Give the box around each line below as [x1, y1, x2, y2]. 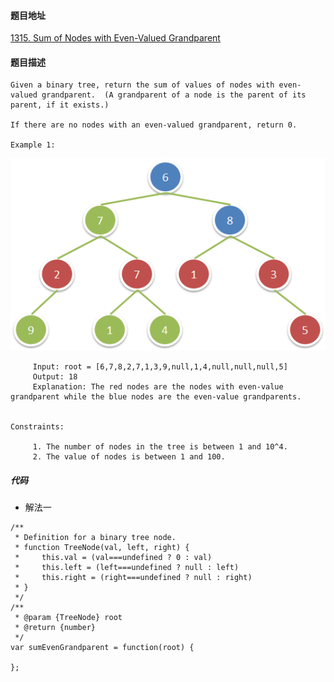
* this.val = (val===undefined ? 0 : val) [14, 553, 213, 563]
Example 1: [10, 140, 56, 150]
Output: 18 [32, 372, 78, 382]
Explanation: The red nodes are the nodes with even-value [32, 382, 284, 392]
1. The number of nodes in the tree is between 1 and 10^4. [32, 442, 288, 452]
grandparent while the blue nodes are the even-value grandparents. [10, 392, 302, 402]
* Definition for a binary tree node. [14, 533, 177, 543]
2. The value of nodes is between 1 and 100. [32, 452, 226, 462]
